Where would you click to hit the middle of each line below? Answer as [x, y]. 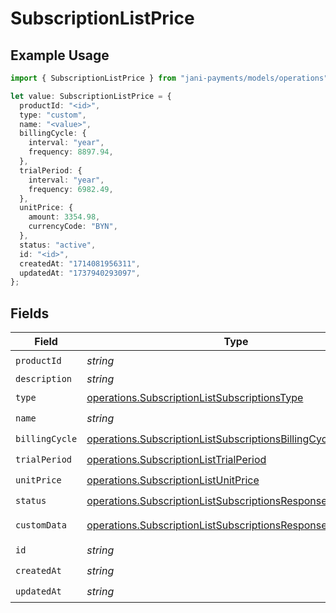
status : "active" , [58, 245]
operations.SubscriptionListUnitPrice [173, 480]
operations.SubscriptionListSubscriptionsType [195, 397]
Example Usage [60, 55]
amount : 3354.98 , [64, 217]
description [44, 379]
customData [41, 525]
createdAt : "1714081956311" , [80, 263]
